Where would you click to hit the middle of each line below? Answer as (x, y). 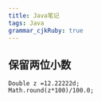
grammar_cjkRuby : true (46, 30)
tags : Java (26, 23)
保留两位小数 (40, 65)
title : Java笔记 (34, 16)
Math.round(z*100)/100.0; (51, 91)
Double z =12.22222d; (44, 84)
